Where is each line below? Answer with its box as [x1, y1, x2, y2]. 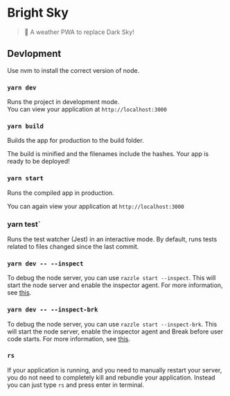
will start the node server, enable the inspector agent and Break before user [7, 327, 224, 336]
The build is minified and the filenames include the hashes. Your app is [7, 150, 209, 158]
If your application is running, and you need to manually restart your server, [7, 365, 222, 374]
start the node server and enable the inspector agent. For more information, [7, 281, 223, 289]
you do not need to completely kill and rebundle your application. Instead [7, 373, 216, 381]
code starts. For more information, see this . [7, 334, 130, 343]
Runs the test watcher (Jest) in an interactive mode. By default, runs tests [7, 234, 218, 243]
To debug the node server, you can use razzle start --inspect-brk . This [7, 320, 218, 328]
